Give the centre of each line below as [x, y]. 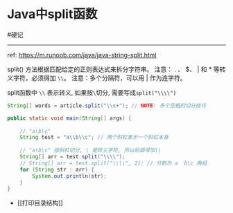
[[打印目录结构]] [40, 203]
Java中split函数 [52, 14]
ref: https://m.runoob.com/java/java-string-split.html [82, 55]
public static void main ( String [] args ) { [69, 118]
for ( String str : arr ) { [57, 169]
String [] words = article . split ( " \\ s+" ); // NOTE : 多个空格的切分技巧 [106, 105]
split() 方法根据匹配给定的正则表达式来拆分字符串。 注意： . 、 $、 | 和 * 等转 [116, 69]
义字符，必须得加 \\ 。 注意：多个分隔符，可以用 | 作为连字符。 [97, 77]
